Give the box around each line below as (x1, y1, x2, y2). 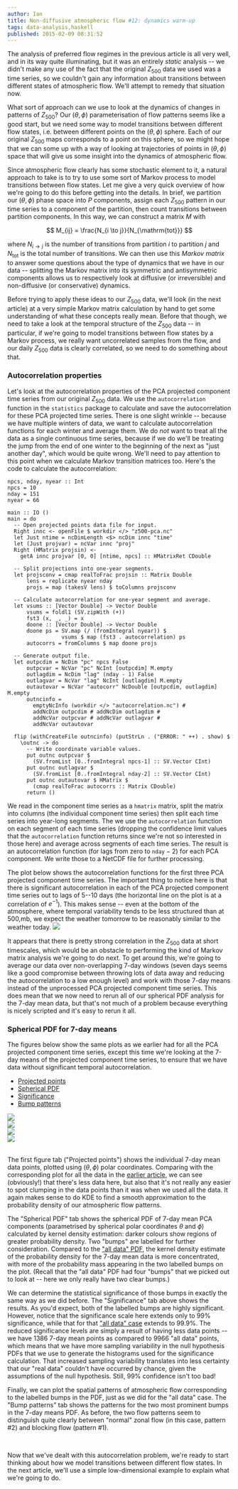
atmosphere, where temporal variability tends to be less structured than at (7, 907, 225, 916)
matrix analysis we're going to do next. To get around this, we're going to (7, 954, 222, 962)
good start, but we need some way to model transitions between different (7, 119, 222, 128)
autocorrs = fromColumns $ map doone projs (26, 639, 158, 647)
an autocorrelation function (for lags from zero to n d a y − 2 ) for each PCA (7, 847, 219, 855)
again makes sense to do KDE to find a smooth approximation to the (7, 1193, 206, 1202)
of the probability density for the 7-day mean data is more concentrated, (7, 1252, 220, 1261)
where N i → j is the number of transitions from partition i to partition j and (7, 240, 220, 250)
